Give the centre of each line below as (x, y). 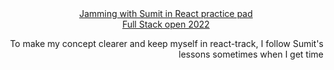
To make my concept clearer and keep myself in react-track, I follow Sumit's (166, 43)
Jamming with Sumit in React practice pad (166, 13)
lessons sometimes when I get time (251, 54)
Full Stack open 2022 (166, 24)
